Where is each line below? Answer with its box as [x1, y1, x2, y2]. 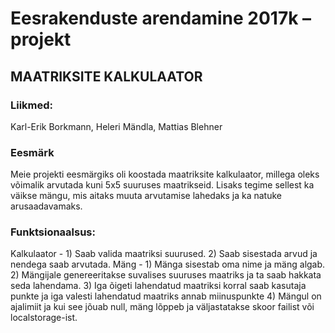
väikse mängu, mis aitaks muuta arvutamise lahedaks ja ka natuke [10, 190, 282, 202]
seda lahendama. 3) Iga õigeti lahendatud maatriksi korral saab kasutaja [10, 280, 307, 292]
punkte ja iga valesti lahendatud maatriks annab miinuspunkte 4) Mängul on [10, 290, 322, 302]
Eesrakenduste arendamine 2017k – [10, 7, 312, 30]
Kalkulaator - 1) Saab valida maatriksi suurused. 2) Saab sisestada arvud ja [10, 248, 318, 260]
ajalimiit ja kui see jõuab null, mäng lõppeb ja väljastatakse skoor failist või [10, 301, 315, 313]
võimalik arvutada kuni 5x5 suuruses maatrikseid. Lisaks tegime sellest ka [10, 179, 315, 191]
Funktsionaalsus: [10, 225, 96, 239]
